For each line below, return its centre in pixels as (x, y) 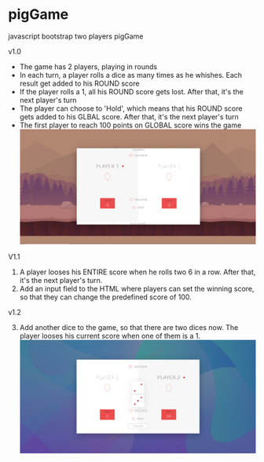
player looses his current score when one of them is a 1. (110, 335)
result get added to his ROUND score (79, 83)
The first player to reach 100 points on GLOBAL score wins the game (130, 125)
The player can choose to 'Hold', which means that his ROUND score (131, 108)
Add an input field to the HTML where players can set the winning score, (137, 288)
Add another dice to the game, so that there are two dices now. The (129, 327)
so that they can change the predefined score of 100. (106, 297)
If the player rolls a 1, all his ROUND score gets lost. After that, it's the (131, 91)
